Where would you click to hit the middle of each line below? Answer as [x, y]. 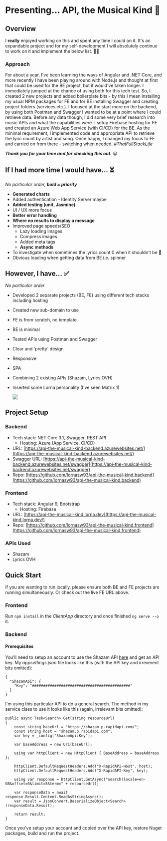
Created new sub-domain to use [45, 310]
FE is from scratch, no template [45, 319]
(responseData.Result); [30, 806]
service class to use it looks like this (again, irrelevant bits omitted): [74, 709]
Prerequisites [19, 646]
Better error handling [35, 215]
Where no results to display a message [53, 221]
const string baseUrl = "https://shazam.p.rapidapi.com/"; [77, 727]
